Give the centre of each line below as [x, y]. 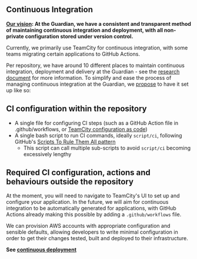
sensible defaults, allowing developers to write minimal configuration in [92, 232]
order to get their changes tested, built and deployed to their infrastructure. [97, 238]
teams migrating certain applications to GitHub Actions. [73, 54]
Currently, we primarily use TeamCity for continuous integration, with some [97, 48]
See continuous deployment [41, 250]
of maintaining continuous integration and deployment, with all [85, 30]
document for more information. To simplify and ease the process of [89, 78]
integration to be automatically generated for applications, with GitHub [91, 208]
